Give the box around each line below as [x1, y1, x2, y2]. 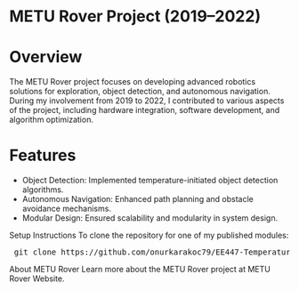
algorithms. [21, 184, 64, 195]
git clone [13, 247, 57, 257]
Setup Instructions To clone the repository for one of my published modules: [9, 230, 289, 241]
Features [9, 145, 77, 166]
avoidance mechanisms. [21, 203, 111, 214]
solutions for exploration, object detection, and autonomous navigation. [9, 86, 271, 97]
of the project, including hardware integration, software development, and [9, 105, 280, 116]
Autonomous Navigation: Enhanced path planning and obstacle [21, 194, 254, 205]
